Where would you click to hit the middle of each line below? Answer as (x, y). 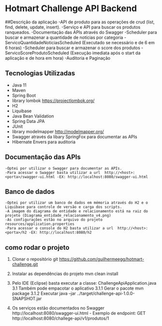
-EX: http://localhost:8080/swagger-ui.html (103, 177)
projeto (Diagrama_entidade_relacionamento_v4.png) (58, 216)
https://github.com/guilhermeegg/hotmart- (101, 259)
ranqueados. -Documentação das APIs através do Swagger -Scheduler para (81, 32)
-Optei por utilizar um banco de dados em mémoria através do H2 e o (77, 203)
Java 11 (19, 85)
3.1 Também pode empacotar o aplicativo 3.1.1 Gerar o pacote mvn (78, 288)
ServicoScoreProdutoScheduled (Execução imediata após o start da (73, 53)
